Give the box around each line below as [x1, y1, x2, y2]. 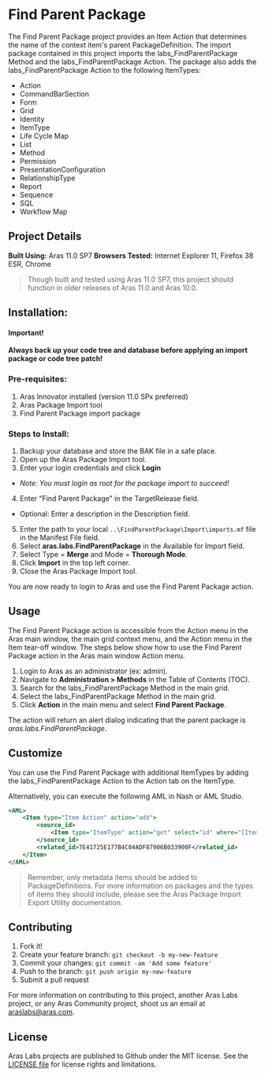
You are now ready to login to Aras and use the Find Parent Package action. [8, 582, 254, 591]
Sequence [19, 190, 54, 199]
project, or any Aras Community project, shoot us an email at [8, 999, 206, 1008]
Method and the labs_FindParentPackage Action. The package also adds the [8, 57, 257, 66]
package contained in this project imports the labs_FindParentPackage [8, 48, 238, 58]
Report [19, 181, 42, 191]
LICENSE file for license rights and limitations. [8, 1060, 157, 1069]
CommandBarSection [19, 89, 89, 98]
